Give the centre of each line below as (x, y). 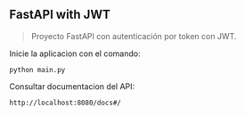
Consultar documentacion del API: (72, 86)
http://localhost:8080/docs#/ (65, 103)
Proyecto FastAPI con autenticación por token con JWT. (134, 36)
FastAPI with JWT (60, 15)
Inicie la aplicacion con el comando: (75, 54)
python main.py (37, 70)
